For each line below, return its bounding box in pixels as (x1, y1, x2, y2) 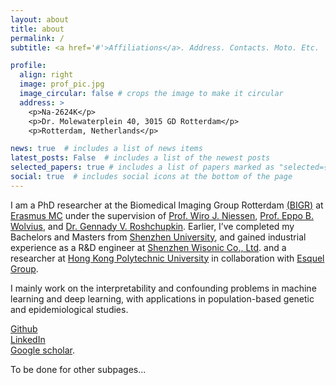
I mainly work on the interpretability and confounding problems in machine (10, 282, 317, 294)
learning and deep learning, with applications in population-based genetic (10, 292, 315, 305)
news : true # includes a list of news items (10, 144, 203, 154)
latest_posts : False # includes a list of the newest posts (10, 153, 271, 163)
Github (10, 322, 38, 335)
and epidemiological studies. (10, 303, 129, 315)
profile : (10, 61, 47, 71)
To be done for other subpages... (10, 363, 147, 375)
